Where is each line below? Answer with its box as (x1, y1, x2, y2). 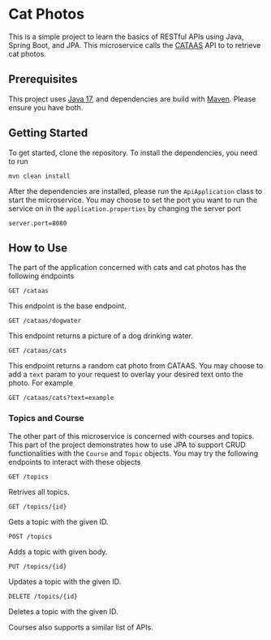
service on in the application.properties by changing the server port (8, 204, 242, 213)
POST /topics (8, 532, 53, 540)
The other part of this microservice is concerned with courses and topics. (8, 431, 255, 440)
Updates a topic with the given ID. (8, 577, 122, 586)
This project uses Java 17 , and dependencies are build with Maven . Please (8, 94, 256, 104)
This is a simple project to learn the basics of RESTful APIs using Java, (8, 32, 244, 41)
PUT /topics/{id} (8, 562, 67, 570)
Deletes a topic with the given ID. (8, 606, 119, 616)
